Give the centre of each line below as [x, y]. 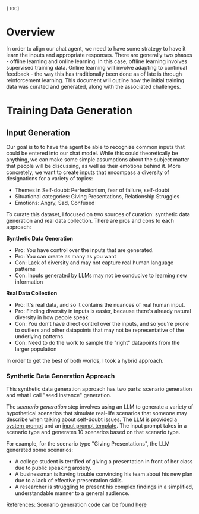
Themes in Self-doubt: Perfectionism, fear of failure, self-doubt [92, 190]
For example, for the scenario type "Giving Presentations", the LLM [88, 444]
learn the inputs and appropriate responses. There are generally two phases [99, 55]
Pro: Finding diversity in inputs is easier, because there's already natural [103, 311]
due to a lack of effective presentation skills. [69, 481]
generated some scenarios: [40, 450]
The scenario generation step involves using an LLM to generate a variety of [100, 407]
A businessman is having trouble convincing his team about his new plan [104, 474]
